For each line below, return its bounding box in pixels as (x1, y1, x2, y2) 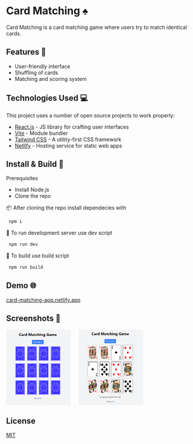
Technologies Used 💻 (6, 93, 88, 103)
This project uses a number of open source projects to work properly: (6, 112, 175, 119)
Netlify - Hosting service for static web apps (14, 142, 122, 149)
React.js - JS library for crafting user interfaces (14, 123, 129, 130)
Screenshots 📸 (6, 314, 61, 324)
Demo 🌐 (6, 280, 36, 290)
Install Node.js (14, 186, 49, 193)
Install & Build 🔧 (6, 159, 64, 169)
